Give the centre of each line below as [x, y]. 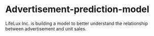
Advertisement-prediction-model [77, 9]
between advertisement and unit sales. [46, 28]
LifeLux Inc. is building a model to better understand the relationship [77, 23]
